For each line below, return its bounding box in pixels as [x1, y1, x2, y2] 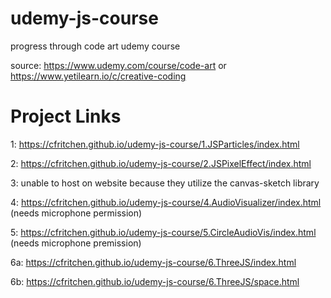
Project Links [10, 105, 122, 128]
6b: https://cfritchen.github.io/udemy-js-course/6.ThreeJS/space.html [10, 275, 300, 287]
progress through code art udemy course [10, 40, 181, 52]
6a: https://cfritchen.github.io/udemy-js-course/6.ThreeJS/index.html [10, 256, 297, 268]
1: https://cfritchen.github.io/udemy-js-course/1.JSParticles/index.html [10, 138, 300, 150]
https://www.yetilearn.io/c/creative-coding [10, 70, 187, 82]
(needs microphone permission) [10, 207, 143, 219]
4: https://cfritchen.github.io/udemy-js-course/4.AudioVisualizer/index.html [10, 196, 322, 208]
